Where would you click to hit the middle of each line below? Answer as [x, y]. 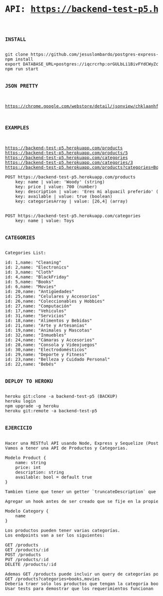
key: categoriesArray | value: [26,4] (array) [72, 201]
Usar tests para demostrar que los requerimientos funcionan [79, 588]
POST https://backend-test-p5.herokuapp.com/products [70, 177]
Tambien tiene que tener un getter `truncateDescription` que [81, 492]
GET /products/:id [27, 550]
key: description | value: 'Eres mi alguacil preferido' [84, 191]
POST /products [23, 555]
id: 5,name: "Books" [30, 282]
